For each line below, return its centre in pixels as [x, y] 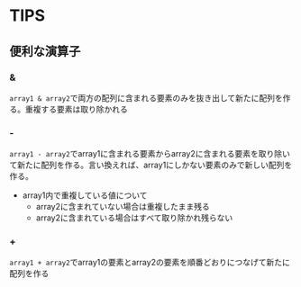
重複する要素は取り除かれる [76, 109]
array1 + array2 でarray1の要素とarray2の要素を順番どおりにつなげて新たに [150, 263]
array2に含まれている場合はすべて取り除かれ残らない [134, 218]
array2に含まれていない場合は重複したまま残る [123, 207]
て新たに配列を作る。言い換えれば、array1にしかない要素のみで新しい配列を [151, 165]
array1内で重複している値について [85, 195]
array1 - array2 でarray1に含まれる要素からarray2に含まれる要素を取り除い [150, 154]
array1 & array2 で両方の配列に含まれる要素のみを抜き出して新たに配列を [146, 98]
